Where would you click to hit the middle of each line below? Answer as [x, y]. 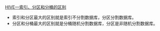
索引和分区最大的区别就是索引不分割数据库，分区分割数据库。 [74, 17]
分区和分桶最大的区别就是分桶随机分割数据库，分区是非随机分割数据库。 [85, 23]
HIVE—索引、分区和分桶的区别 [36, 7]
